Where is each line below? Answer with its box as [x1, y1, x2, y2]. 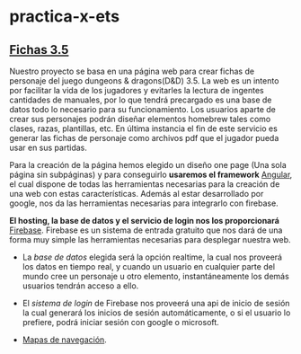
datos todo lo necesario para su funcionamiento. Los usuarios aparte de [9, 104, 276, 114]
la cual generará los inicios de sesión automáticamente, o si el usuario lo [22, 307, 291, 318]
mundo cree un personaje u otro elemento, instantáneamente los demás [22, 271, 289, 281]
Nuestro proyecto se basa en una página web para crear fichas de [9, 66, 254, 76]
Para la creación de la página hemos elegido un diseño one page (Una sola [9, 160, 288, 170]
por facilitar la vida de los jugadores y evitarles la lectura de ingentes [9, 85, 264, 95]
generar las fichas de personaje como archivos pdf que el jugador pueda [9, 133, 279, 143]
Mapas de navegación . [22, 334, 108, 345]
